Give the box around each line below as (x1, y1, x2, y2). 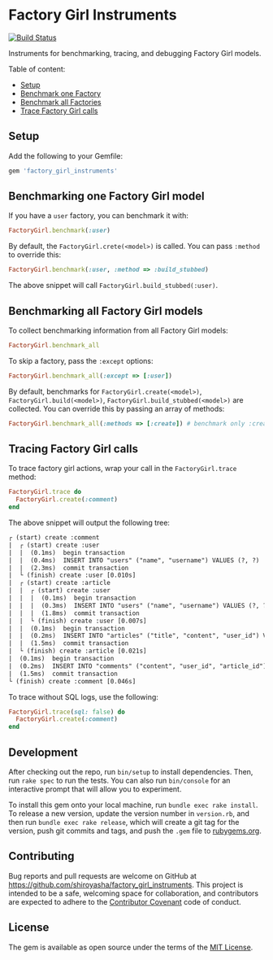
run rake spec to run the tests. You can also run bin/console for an (8, 775, 231, 785)
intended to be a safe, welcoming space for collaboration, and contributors (8, 888, 258, 898)
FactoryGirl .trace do (8, 488, 82, 496)
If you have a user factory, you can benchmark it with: (8, 211, 189, 220)
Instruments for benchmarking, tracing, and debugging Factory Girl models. (8, 48, 262, 58)
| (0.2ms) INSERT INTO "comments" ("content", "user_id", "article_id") (8, 661, 267, 670)
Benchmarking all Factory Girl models (8, 303, 203, 318)
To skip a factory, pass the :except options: (8, 356, 154, 365)
